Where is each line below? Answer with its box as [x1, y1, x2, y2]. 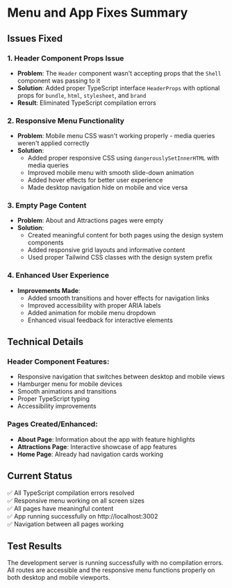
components [27, 238, 64, 247]
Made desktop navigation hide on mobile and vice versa [27, 183, 188, 192]
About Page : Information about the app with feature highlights [17, 435, 196, 444]
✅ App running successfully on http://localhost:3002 [7, 512, 158, 520]
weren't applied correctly [17, 139, 90, 147]
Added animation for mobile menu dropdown [27, 308, 156, 317]
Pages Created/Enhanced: [7, 419, 99, 429]
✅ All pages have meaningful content [7, 504, 114, 512]
